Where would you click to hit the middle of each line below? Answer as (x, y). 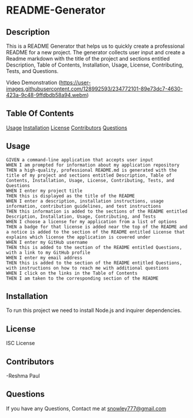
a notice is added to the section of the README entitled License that (95, 232)
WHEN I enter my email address (44, 258)
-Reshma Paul (23, 376)
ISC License (21, 343)
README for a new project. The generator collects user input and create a (96, 52)
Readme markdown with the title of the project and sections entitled (88, 59)
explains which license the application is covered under (78, 237)
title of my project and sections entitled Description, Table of (89, 175)
